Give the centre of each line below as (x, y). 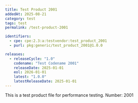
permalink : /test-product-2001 (37, 28)
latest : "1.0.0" (30, 77)
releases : (15, 54)
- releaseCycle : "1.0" (32, 59)
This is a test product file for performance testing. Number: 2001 (69, 95)
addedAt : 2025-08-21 (26, 14)
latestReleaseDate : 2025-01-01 (45, 81)
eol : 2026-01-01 (30, 72)
